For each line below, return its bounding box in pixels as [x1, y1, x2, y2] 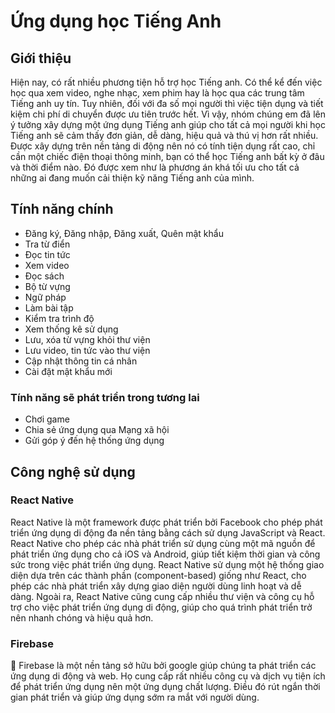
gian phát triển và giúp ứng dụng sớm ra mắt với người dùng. [10, 691, 260, 704]
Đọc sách [24, 270, 65, 282]
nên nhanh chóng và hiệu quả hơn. [10, 611, 154, 624]
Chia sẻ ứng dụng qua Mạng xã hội [24, 424, 170, 436]
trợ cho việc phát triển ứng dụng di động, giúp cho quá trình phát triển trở [10, 601, 313, 613]
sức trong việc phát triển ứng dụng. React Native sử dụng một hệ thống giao [10, 558, 325, 570]
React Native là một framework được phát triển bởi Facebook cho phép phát [10, 516, 323, 528]
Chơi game [24, 413, 70, 425]
